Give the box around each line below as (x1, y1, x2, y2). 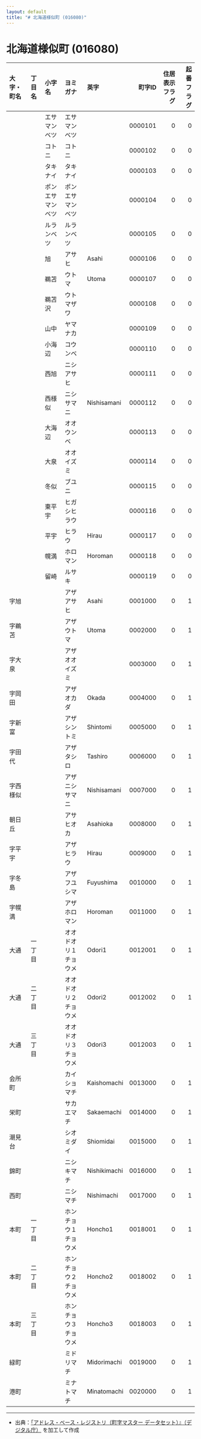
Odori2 (86, 993, 106, 1002)
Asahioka (86, 820, 114, 828)
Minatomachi (86, 1387, 124, 1396)
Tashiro (86, 752, 108, 760)
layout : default (6, 8, 47, 15)
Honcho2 (86, 1273, 114, 1281)
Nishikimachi (86, 1166, 123, 1175)
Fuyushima (86, 878, 118, 886)
